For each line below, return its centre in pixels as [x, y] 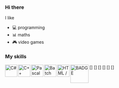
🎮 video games [28, 42]
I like [10, 18]
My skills [16, 56]
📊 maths [21, 35]
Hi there [15, 7]
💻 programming [28, 28]
